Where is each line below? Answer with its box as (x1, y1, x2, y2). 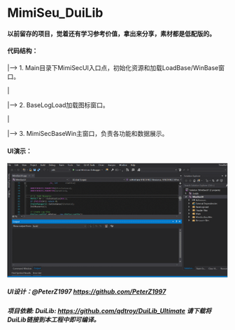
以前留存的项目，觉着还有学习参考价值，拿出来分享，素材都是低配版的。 (7, 29, 215, 38)
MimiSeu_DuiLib (7, 5, 104, 21)
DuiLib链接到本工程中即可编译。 (7, 315, 100, 324)
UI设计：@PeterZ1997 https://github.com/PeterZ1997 (7, 287, 166, 296)
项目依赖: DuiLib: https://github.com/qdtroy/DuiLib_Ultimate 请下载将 (7, 306, 212, 315)
